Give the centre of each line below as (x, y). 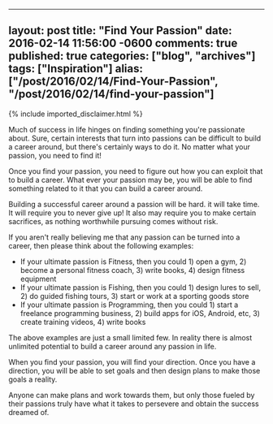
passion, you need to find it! (55, 155)
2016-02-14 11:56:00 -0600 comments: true (123, 43)
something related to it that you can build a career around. (106, 188)
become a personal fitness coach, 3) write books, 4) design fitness (132, 270)
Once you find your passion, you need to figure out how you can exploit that (136, 171)
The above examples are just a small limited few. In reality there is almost (130, 337)
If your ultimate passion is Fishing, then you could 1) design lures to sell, (141, 287)
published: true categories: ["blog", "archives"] (132, 56)
